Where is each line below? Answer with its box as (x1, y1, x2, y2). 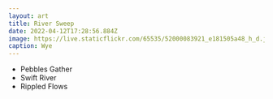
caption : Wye (8, 42, 53, 50)
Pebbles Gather (19, 64, 73, 74)
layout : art (8, 11, 49, 20)
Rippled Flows (19, 82, 68, 92)
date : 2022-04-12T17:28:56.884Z (8, 27, 118, 35)
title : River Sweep (8, 19, 75, 28)
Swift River (19, 73, 57, 83)
